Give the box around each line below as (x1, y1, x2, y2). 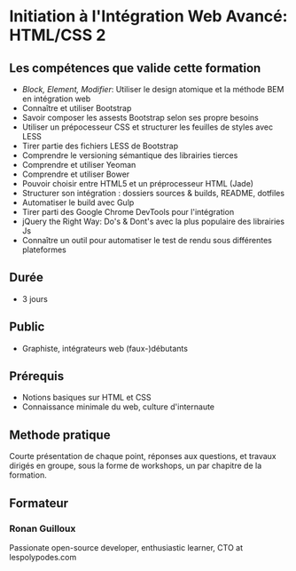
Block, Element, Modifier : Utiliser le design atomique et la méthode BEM (21, 84, 284, 94)
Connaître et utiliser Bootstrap (21, 103, 132, 113)
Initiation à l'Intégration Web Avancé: (9, 6, 288, 27)
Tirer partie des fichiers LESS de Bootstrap (21, 140, 179, 151)
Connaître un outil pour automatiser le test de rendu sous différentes (21, 235, 272, 245)
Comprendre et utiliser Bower (21, 169, 130, 179)
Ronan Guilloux (9, 522, 76, 535)
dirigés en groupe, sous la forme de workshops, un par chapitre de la (9, 460, 262, 472)
